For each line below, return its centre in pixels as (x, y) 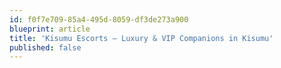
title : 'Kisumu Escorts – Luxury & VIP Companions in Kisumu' (141, 38)
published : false (45, 47)
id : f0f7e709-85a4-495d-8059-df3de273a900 (99, 19)
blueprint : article (50, 29)
